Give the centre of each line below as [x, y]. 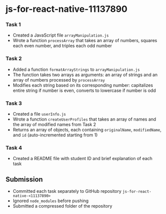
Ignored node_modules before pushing [51, 201]
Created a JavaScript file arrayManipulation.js [61, 35]
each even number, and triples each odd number [62, 46]
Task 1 [13, 25]
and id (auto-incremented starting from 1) [55, 135]
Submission [24, 179]
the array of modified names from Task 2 [54, 125]
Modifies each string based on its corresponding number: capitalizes [83, 85]
